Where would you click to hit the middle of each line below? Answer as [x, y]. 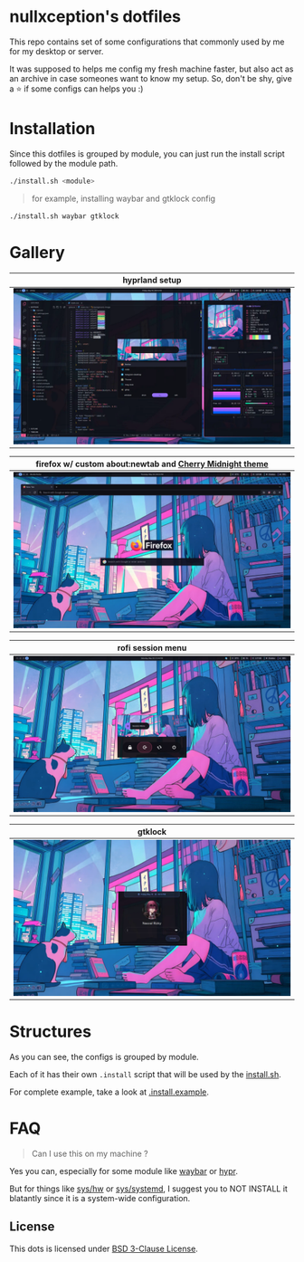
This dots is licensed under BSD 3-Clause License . [104, 1248]
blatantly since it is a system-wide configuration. [100, 1198]
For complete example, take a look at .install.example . [109, 1092]
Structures [51, 1032]
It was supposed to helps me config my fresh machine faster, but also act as [152, 69]
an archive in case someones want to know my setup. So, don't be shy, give [151, 78]
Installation [52, 129]
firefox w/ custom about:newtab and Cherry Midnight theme [152, 464]
